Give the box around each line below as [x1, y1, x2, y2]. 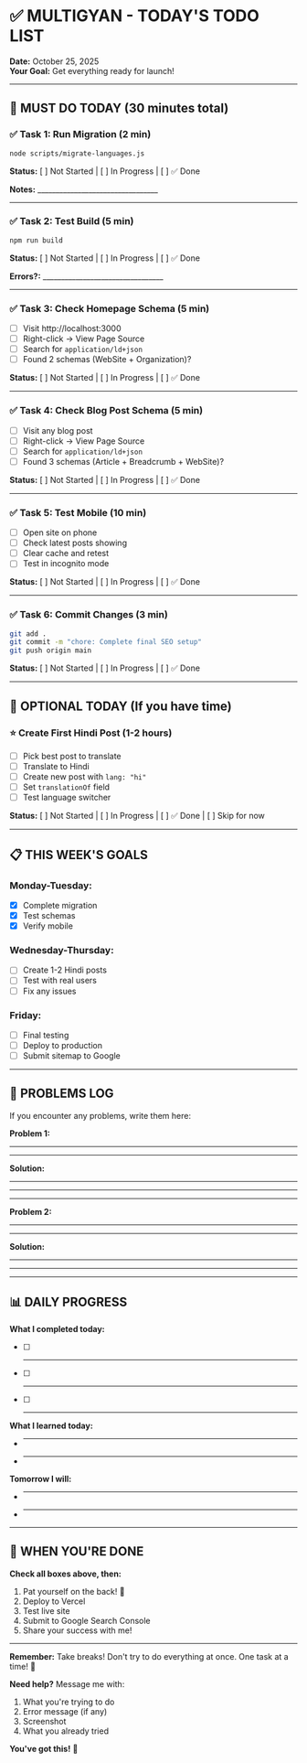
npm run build [9, 235, 64, 245]
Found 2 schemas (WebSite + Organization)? [22, 354, 192, 365]
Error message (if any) [22, 1705, 108, 1716]
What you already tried [22, 1725, 110, 1736]
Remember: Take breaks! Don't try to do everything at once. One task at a [9, 1650, 290, 1661]
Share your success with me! [22, 1625, 132, 1636]
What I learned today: [9, 1420, 93, 1431]
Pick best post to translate [22, 750, 122, 761]
